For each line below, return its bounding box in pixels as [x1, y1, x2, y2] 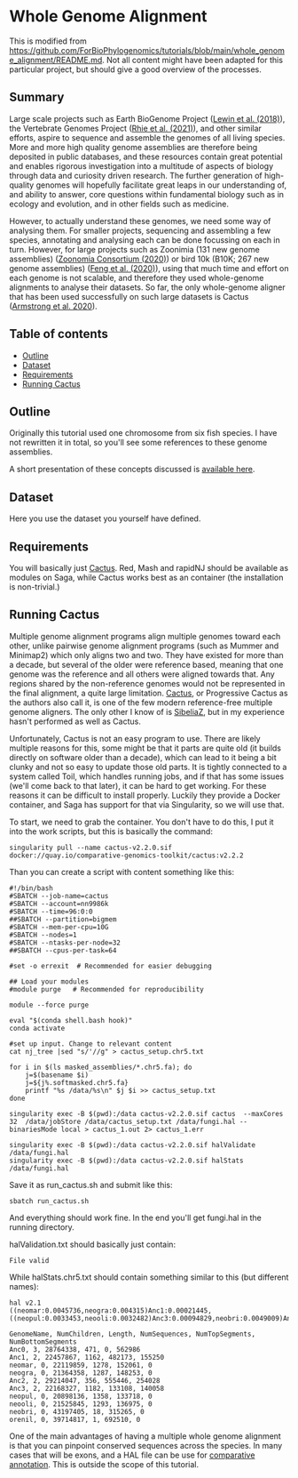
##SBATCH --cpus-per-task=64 [9, 945, 117, 955]
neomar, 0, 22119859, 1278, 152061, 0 [9, 1361, 153, 1370]
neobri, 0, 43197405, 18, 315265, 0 [9, 1407, 145, 1416]
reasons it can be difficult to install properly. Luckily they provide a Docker [9, 790, 281, 800]
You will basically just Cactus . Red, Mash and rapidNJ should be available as [9, 563, 289, 573]
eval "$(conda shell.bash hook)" [9, 1016, 133, 1024]
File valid [9, 1256, 50, 1265]
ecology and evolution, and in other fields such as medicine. [9, 198, 229, 209]
